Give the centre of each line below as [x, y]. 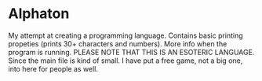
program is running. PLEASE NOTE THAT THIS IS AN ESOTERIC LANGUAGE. [131, 52]
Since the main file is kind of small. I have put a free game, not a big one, [126, 61]
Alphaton [39, 14]
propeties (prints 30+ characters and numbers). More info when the [118, 43]
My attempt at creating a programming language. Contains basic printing [126, 35]
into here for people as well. [53, 68]
